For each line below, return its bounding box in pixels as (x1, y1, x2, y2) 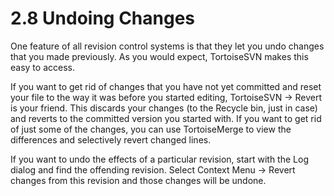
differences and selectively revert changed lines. (10, 133, 212, 146)
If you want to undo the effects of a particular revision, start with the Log (10, 153, 309, 165)
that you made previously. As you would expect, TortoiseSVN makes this (10, 50, 309, 62)
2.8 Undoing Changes (10, 7, 196, 30)
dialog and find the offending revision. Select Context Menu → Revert (10, 163, 296, 176)
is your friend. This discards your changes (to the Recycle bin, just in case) (10, 102, 318, 114)
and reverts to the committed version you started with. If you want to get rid (10, 112, 322, 124)
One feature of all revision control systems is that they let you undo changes (10, 40, 325, 52)
